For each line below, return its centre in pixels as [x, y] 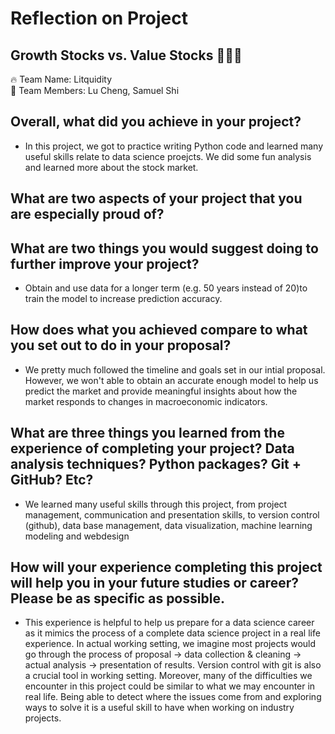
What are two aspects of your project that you [156, 198]
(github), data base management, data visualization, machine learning [168, 525]
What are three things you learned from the [147, 433]
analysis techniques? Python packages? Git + [156, 464]
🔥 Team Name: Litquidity [61, 79]
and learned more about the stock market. [111, 167]
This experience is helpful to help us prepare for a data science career [169, 623]
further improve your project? [105, 263]
